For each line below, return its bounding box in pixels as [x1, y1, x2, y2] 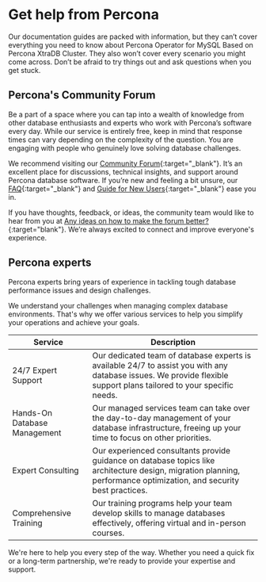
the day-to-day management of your [92, 412, 231, 423]
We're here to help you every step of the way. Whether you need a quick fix [8, 547, 255, 557]
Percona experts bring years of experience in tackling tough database [8, 277, 236, 286]
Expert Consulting [12, 465, 79, 476]
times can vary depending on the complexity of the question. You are [8, 135, 234, 144]
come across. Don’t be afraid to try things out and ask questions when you [8, 57, 252, 67]
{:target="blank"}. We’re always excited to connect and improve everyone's [8, 224, 255, 234]
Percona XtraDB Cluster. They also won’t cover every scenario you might [8, 48, 246, 58]
